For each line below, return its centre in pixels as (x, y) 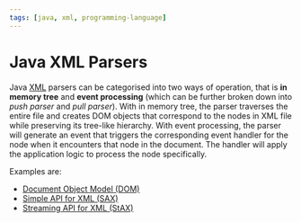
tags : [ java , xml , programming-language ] (88, 18)
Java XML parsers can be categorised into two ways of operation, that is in (148, 87)
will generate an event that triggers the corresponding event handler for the (149, 135)
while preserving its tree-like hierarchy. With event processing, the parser (145, 125)
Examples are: (35, 171)
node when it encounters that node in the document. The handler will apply (148, 144)
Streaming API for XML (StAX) (78, 208)
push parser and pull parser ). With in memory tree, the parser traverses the (149, 106)
